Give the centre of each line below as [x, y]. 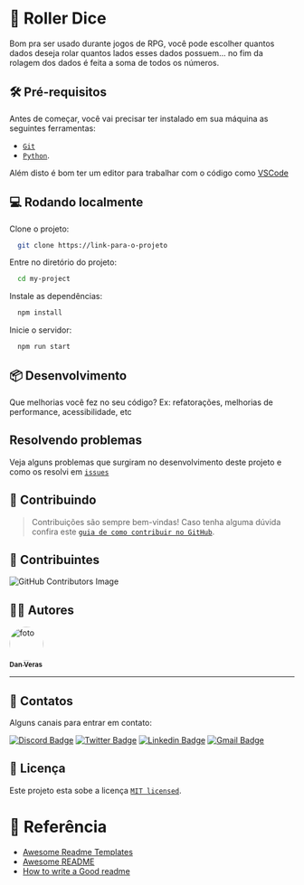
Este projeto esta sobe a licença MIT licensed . [96, 790]
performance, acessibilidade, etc [71, 411]
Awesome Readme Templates [78, 852]
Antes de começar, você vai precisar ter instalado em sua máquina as [139, 118]
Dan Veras [26, 665]
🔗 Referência [58, 827]
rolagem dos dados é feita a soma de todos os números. [114, 62]
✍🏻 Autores [42, 610]
